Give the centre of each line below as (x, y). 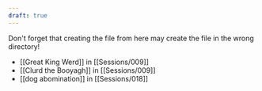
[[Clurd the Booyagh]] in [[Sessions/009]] (87, 70)
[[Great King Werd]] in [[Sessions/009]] (84, 62)
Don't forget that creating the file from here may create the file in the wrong (131, 38)
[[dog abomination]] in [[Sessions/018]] (84, 78)
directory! (24, 46)
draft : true (28, 15)
